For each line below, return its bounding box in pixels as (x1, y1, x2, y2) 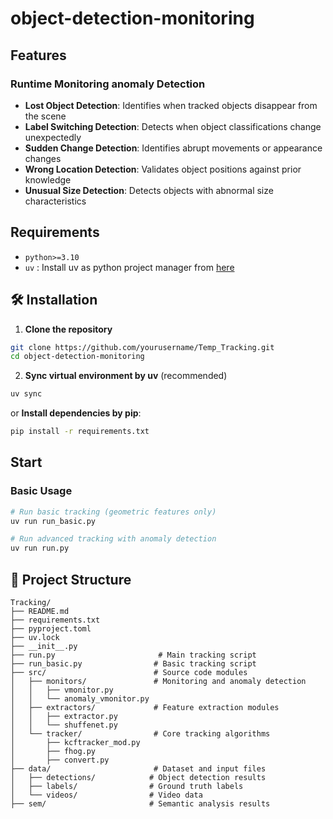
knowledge (24, 173, 72, 186)
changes (24, 152, 62, 164)
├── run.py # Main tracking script (10, 650, 257, 660)
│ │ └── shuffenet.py (10, 720, 118, 730)
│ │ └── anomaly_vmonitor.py (10, 694, 150, 704)
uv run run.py (10, 543, 70, 554)
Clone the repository (24, 323, 113, 335)
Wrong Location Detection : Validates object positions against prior (24, 163, 302, 175)
